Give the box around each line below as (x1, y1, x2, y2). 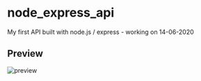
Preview (7, 48, 44, 60)
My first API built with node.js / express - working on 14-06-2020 (7, 28, 195, 36)
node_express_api (7, 5, 115, 21)
